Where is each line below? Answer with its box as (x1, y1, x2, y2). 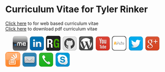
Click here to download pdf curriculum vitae (5, 25, 98, 31)
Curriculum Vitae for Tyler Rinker (5, 4, 148, 15)
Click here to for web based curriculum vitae (5, 20, 99, 26)
